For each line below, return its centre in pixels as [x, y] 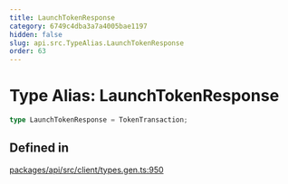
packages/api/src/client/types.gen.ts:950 [87, 170]
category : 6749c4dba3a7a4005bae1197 [78, 26]
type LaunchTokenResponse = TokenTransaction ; [99, 120]
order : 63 [28, 51]
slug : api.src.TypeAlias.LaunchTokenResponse [96, 43]
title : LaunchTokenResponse [62, 18]
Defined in [39, 148]
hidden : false [36, 34]
